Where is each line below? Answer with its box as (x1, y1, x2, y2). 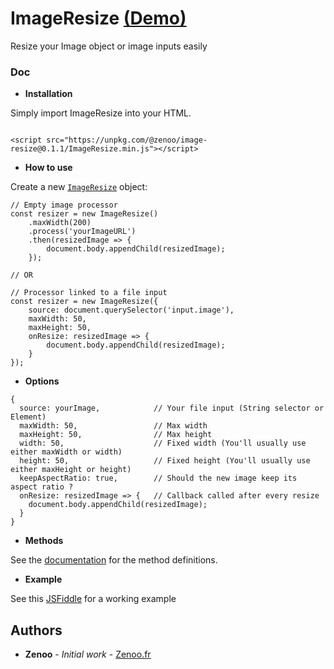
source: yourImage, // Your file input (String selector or (19, 403, 325, 414)
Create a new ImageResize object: (10, 181, 148, 193)
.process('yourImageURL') (28, 227, 137, 237)
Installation (24, 88, 73, 100)
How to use (24, 162, 73, 174)
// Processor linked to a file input (10, 288, 168, 298)
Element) (10, 412, 47, 422)
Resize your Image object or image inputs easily (10, 40, 208, 52)
